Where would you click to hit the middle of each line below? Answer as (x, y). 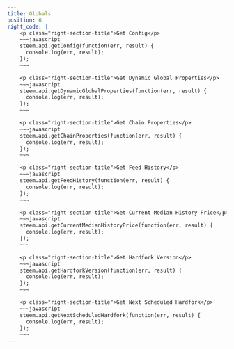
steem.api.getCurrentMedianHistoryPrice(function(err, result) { (117, 226)
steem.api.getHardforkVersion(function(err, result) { (101, 270)
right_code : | (28, 26)
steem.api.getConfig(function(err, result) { (87, 46)
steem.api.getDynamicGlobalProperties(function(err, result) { (114, 91)
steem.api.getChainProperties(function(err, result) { (101, 136)
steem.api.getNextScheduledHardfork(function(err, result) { (110, 315)
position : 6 (24, 20)
